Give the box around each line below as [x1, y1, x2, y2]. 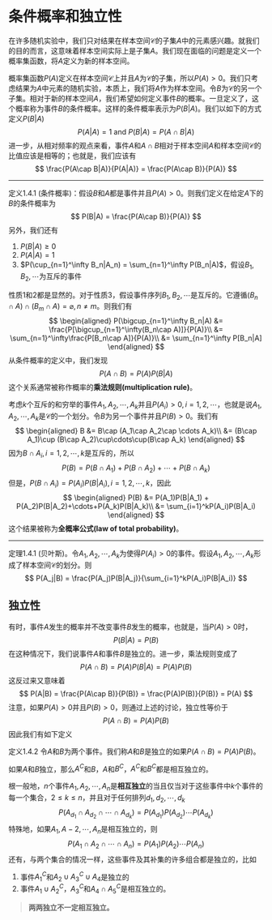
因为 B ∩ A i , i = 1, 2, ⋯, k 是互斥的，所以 [8, 447, 135, 460]
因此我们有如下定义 [8, 729, 73, 738]
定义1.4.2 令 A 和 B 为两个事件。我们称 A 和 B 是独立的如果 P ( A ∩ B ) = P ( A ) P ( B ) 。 [8, 747, 261, 756]
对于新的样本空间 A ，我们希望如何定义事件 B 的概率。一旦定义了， [36, 93, 253, 103]
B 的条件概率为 [8, 198, 57, 208]
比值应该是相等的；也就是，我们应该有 [8, 151, 136, 160]
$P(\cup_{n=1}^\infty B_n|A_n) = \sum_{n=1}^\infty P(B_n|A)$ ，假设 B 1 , [19, 259, 254, 272]
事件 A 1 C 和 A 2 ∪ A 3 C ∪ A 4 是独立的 [19, 871, 130, 884]
